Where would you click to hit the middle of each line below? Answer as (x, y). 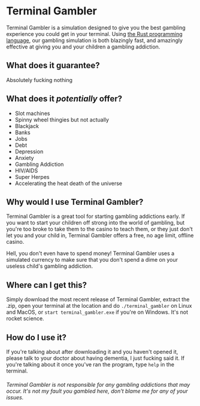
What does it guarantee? (53, 66)
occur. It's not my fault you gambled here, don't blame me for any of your (97, 391)
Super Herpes (32, 177)
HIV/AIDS (26, 170)
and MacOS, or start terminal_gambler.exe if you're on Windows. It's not (97, 312)
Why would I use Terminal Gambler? (75, 202)
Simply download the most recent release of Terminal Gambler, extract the (98, 299)
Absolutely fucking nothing (40, 80)
